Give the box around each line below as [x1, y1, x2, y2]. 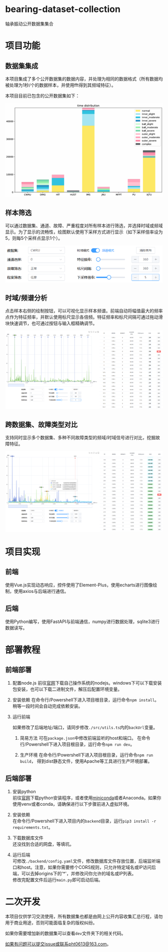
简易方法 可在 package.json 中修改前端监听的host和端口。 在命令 [19, 735, 151, 741]
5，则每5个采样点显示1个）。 [5, 235, 63, 241]
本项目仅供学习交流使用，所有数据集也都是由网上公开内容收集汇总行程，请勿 [5, 913, 163, 919]
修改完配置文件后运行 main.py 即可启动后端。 [12, 876, 103, 882]
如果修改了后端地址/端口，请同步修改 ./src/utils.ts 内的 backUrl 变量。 [12, 724, 158, 730]
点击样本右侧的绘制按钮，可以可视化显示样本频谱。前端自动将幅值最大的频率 [5, 308, 163, 314]
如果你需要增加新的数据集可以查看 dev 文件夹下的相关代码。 [5, 930, 126, 936]
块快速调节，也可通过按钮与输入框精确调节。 [5, 321, 97, 327]
